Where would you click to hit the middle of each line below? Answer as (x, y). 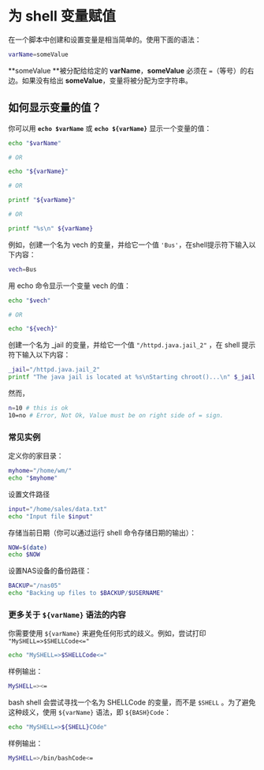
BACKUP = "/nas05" (35, 586)
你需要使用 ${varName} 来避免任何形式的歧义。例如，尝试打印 (107, 634)
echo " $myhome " (33, 478)
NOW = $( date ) (28, 548)
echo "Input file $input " (50, 516)
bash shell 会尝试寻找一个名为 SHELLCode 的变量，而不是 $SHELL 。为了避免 (132, 702)
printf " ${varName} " (42, 200)
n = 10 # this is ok (38, 408)
